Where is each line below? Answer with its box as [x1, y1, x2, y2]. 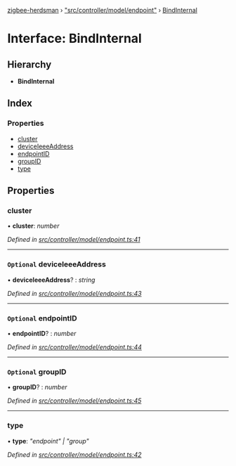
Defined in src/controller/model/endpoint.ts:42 [7, 450, 142, 459]
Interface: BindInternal [7, 31, 142, 46]
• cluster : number [7, 221, 60, 231]
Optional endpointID [7, 313, 77, 323]
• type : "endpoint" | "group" [7, 436, 89, 445]
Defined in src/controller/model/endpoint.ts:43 [7, 289, 142, 297]
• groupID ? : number [7, 383, 68, 391]
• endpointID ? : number [7, 329, 77, 337]
